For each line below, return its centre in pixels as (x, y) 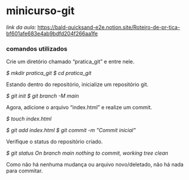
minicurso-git (40, 11)
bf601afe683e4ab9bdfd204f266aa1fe (52, 33)
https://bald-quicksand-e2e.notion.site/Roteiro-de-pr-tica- (109, 27)
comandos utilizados (37, 48)
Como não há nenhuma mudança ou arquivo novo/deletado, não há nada (95, 165)
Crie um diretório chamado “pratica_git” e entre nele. (70, 62)
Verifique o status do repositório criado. (55, 142)
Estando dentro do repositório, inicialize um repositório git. (77, 84)
